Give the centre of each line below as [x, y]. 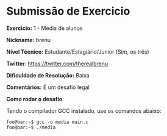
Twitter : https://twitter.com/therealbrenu [57, 63]
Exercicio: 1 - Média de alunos [45, 28]
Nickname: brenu [28, 40]
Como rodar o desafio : [35, 99]
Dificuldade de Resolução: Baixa [48, 75]
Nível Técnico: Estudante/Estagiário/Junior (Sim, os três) [78, 52]
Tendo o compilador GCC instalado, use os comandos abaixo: [84, 110]
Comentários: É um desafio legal [48, 87]
